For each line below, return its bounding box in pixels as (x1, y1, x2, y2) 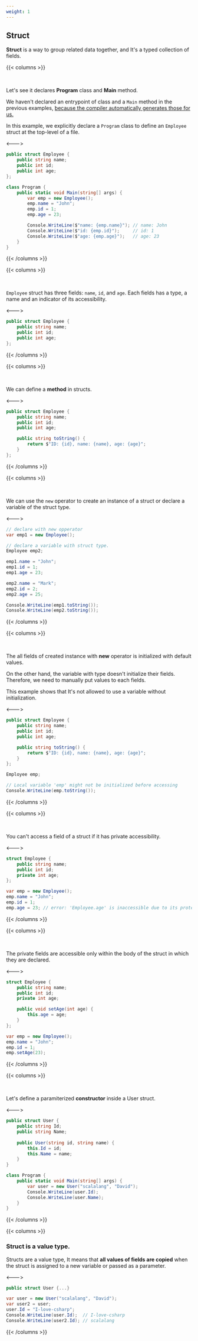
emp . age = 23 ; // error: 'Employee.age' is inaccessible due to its (6, 905, 178, 911)
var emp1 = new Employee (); (6, 532, 75, 538)
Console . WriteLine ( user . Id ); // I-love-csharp (6, 1312, 126, 1319)
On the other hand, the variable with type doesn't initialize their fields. (6, 670, 176, 678)
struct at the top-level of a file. (6, 128, 80, 136)
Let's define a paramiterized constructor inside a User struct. (6, 1095, 156, 1102)
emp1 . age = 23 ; (6, 570, 44, 576)
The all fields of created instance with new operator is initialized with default (6, 653, 192, 660)
